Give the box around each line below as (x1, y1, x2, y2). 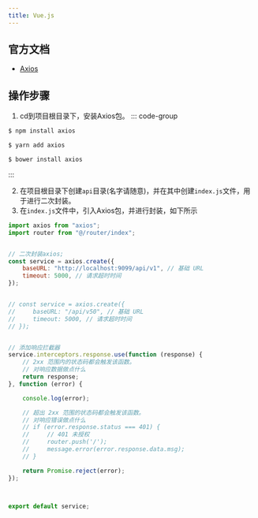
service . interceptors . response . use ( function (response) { (8, 351, 203, 359)
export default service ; (8, 502, 90, 510)
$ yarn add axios (8, 141, 65, 150)
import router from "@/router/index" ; (8, 229, 136, 237)
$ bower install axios (8, 155, 83, 163)
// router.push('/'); (22, 438, 108, 446)
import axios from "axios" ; (8, 222, 101, 229)
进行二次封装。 (26, 196, 76, 205)
